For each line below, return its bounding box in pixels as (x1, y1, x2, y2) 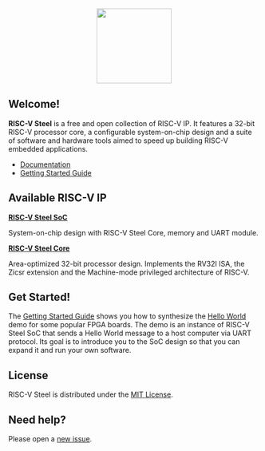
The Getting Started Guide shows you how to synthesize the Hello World (8, 311, 247, 321)
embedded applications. (8, 144, 88, 153)
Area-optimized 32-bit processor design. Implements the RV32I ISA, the (8, 259, 245, 268)
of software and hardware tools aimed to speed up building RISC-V (8, 136, 229, 145)
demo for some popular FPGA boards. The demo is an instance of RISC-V (8, 320, 250, 330)
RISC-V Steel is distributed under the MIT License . (8, 390, 173, 399)
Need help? (8, 413, 66, 426)
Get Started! (8, 291, 70, 304)
